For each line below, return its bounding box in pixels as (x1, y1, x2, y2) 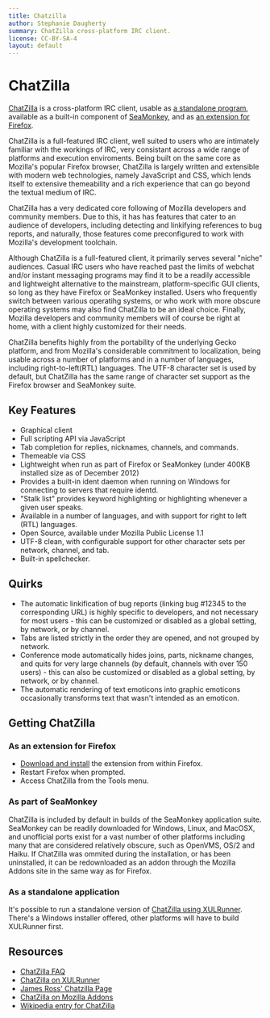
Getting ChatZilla (8, 716, 96, 731)
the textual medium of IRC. (8, 187, 97, 198)
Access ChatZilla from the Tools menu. (19, 776, 149, 785)
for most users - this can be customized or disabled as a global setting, (19, 615, 257, 626)
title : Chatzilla (8, 11, 67, 20)
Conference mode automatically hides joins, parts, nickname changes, (19, 650, 255, 660)
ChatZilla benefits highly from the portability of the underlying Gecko (8, 337, 237, 347)
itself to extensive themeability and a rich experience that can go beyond (8, 179, 251, 189)
